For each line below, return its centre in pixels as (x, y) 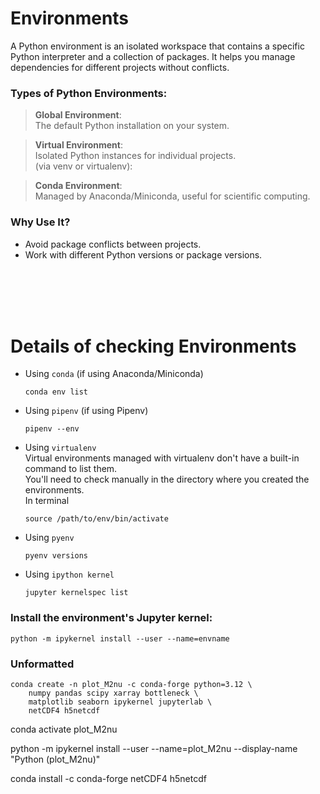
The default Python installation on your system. (132, 126)
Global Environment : (78, 115)
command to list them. (71, 469)
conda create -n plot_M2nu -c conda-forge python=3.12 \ (131, 685)
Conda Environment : (78, 186)
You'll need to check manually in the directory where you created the (167, 479)
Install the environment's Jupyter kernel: (111, 618)
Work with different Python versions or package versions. (143, 254)
